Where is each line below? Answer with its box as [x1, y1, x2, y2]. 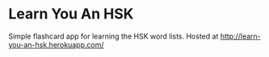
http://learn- [220, 31, 261, 41]
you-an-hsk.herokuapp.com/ [8, 39, 104, 49]
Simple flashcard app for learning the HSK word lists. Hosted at [8, 31, 219, 41]
